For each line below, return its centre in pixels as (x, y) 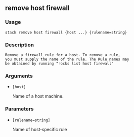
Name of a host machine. (38, 96)
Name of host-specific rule (40, 129)
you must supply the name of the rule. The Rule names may (67, 59)
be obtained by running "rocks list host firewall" (59, 64)
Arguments (19, 76)
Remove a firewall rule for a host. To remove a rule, (63, 55)
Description (20, 45)
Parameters (19, 109)
